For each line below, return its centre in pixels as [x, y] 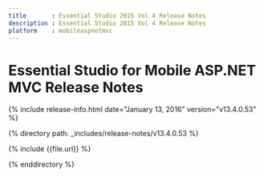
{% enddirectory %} [41, 164]
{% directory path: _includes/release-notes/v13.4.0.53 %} [104, 134]
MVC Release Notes [76, 87]
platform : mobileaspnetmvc [61, 30]
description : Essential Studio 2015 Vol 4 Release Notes [107, 23]
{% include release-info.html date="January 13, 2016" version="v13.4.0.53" [132, 110]
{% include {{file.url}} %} [50, 149]
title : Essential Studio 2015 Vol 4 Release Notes [107, 16]
